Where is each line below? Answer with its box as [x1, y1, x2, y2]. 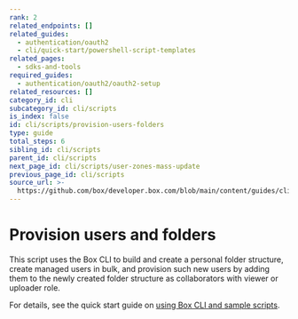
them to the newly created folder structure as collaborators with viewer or [9, 273, 278, 283]
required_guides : [9, 71, 74, 80]
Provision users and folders [9, 225, 216, 245]
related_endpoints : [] [9, 21, 93, 30]
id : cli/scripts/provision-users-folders [9, 121, 165, 130]
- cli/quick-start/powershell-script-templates [17, 46, 197, 55]
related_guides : [9, 29, 69, 38]
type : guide [9, 129, 53, 138]
